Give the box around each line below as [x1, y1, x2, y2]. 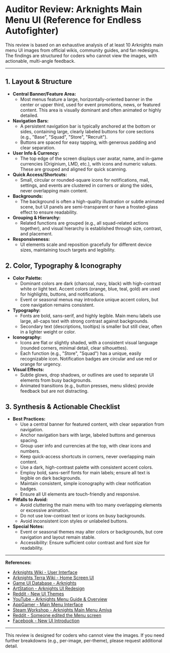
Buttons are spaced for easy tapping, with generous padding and [20, 139, 156, 145]
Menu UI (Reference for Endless [5, 14, 142, 26]
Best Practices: [12, 416, 46, 422]
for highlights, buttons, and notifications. [20, 291, 105, 297]
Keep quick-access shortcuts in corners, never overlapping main [20, 454, 155, 460]
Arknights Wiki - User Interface [12, 569, 77, 576]
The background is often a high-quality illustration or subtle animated [20, 198, 164, 205]
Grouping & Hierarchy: [12, 214, 61, 221]
